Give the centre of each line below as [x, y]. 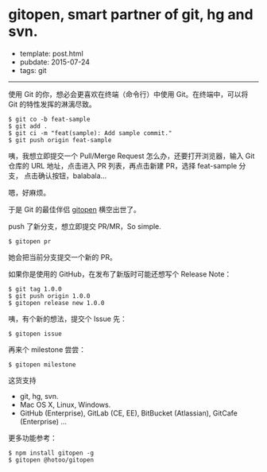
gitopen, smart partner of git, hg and [131, 15]
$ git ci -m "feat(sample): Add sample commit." [90, 133]
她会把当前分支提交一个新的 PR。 [62, 257]
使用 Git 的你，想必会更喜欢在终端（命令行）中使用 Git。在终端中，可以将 [128, 94]
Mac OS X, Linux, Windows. [65, 404]
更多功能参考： [33, 438]
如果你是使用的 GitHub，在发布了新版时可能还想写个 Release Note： [120, 274]
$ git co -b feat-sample [49, 119]
